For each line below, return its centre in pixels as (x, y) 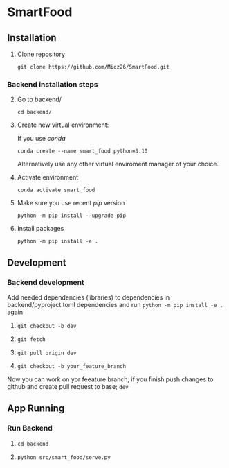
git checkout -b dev (47, 326)
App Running (36, 409)
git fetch (31, 339)
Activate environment (48, 177)
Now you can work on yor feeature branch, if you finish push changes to (110, 379)
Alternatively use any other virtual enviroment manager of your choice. (118, 164)
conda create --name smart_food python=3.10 (82, 151)
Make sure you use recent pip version (71, 203)
